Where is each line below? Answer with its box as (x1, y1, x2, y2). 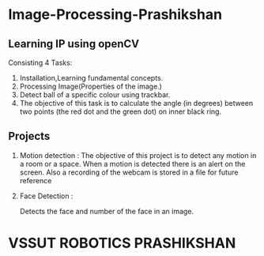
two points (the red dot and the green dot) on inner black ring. (19, 107, 222, 116)
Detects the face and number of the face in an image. (19, 206, 194, 216)
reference (19, 175, 52, 185)
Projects (8, 130, 51, 143)
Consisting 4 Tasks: (8, 58, 73, 67)
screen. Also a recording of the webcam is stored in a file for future (19, 168, 239, 177)
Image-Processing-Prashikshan (8, 6, 223, 24)
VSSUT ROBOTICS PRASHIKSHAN (8, 235, 236, 252)
